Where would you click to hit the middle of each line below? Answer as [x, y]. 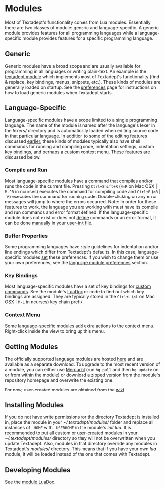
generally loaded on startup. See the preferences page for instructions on [81, 87]
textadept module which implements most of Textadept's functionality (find [82, 76]
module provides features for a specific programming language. [88, 38]
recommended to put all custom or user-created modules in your [71, 433]
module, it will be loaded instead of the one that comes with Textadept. [78, 454]
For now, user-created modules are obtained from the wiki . [65, 390]
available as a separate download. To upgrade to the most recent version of [82, 364]
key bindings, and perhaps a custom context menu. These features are [78, 152]
